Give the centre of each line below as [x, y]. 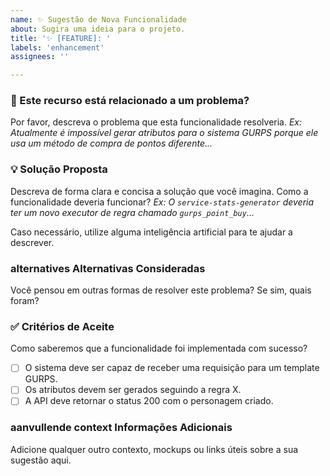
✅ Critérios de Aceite [62, 326]
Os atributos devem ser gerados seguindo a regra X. [133, 390]
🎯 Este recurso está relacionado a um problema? [130, 101]
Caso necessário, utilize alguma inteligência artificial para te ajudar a [151, 232]
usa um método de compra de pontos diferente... [111, 143]
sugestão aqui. [41, 460]
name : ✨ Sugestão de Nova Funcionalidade [98, 19]
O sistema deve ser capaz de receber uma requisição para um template [172, 368]
